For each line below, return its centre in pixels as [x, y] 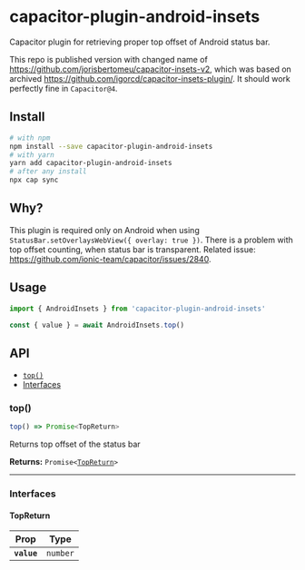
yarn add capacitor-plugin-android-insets [91, 163]
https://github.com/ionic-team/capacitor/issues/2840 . [110, 259]
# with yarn [32, 155]
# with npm [30, 138]
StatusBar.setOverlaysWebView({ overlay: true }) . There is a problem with [151, 240]
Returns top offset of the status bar [75, 444]
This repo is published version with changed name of [109, 59]
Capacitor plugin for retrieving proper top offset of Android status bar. [140, 42]
